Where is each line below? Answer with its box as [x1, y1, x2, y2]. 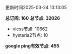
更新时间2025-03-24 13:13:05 [5, 5, 67, 10]
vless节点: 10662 [12, 26, 48, 32]
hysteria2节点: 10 [12, 32, 48, 38]
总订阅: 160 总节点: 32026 [5, 15, 60, 21]
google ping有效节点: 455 [5, 43, 59, 49]
